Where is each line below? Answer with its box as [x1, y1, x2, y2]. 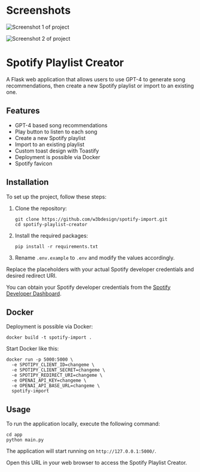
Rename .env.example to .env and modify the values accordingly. [14, 254, 175, 261]
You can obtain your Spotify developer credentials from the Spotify [6, 284, 171, 291]
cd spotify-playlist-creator [14, 221, 88, 227]
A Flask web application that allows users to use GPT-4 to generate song [6, 75, 186, 83]
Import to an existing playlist [14, 141, 85, 148]
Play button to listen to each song [14, 128, 97, 135]
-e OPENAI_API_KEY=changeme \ [11, 377, 87, 383]
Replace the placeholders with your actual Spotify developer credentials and [6, 266, 194, 273]
